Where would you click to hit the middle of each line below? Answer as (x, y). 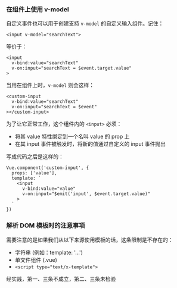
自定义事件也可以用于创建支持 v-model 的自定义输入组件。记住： (85, 24)
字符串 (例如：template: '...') (49, 252)
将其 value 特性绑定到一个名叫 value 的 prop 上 (72, 137)
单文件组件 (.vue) (36, 259)
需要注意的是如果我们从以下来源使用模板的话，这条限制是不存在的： (90, 240)
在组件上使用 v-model (38, 9)
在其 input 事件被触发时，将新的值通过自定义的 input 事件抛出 (90, 144)
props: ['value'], (35, 173)
